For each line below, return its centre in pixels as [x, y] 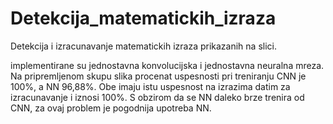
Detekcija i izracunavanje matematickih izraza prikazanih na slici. [143, 46]
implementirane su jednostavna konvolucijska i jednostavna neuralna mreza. [167, 65]
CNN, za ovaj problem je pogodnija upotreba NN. [111, 108]
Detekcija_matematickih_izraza [143, 18]
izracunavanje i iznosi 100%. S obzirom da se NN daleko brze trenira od [157, 97]
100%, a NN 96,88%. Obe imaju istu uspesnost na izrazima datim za [150, 86]
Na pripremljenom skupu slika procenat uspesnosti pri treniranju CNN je [158, 76]
